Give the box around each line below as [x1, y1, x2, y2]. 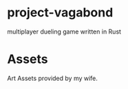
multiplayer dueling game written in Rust [7, 27, 122, 36]
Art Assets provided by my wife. [7, 74, 98, 82]
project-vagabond [7, 5, 114, 21]
